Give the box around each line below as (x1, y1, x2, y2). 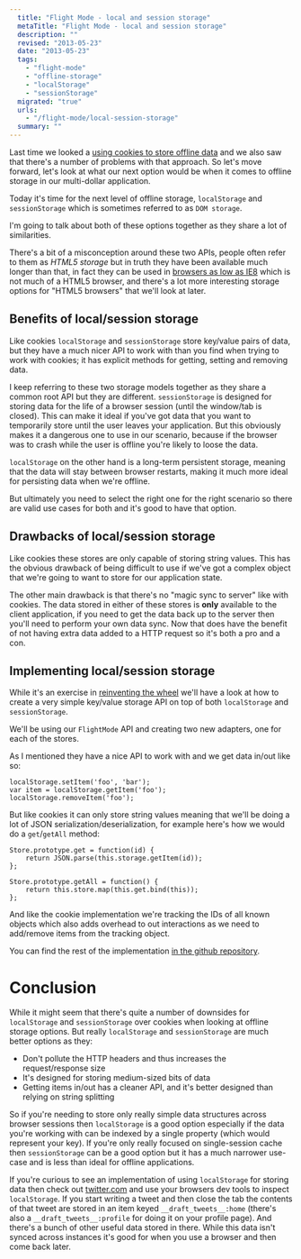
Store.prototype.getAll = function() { (9, 878, 159, 887)
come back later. (9, 1241, 72, 1253)
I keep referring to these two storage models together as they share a (9, 381, 267, 392)
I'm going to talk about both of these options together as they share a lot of (9, 220, 288, 231)
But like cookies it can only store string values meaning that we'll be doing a (9, 809, 290, 820)
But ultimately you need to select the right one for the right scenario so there (9, 493, 293, 504)
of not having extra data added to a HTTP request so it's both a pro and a (9, 627, 280, 638)
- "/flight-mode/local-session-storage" (25, 114, 179, 123)
